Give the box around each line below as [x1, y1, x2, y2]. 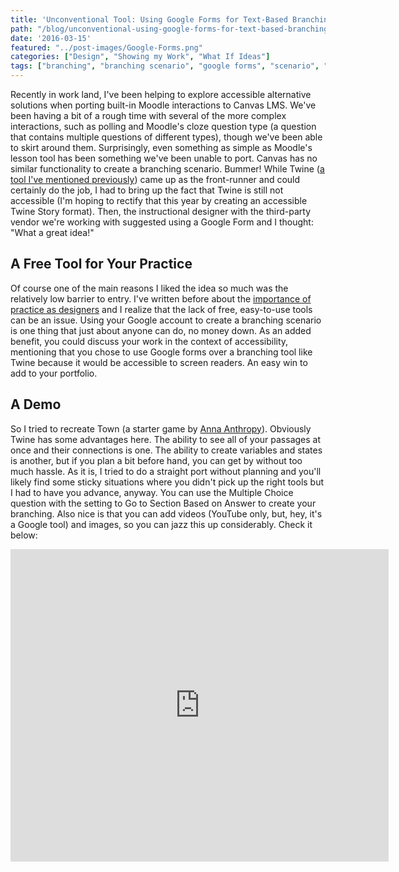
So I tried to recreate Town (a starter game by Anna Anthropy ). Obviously [10, 422, 312, 435]
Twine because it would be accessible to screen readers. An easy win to [10, 356, 308, 368]
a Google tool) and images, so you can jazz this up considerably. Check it [10, 518, 313, 530]
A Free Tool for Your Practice [10, 256, 193, 273]
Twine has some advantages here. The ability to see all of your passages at [10, 433, 322, 445]
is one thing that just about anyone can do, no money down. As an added [10, 324, 312, 336]
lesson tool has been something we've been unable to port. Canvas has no [10, 152, 318, 164]
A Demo [10, 396, 62, 413]
